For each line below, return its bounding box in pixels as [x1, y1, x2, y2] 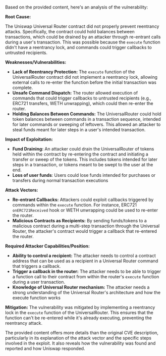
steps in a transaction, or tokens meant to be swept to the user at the [12, 162, 154, 167]
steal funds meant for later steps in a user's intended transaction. [12, 127, 146, 133]
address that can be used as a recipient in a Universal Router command [12, 258, 159, 264]
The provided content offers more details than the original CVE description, [5, 330, 159, 336]
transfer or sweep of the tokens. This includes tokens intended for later [12, 156, 158, 162]
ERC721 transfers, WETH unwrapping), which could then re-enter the [12, 101, 154, 106]
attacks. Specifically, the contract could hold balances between [5, 29, 135, 34]
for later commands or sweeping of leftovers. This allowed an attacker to [12, 121, 161, 127]
